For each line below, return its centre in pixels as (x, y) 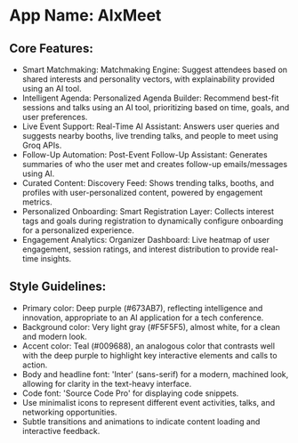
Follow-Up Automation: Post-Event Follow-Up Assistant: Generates (145, 155)
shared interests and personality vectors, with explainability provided (149, 79)
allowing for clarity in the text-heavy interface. (107, 383)
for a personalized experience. (78, 230)
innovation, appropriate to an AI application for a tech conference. (143, 318)
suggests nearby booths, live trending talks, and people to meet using (150, 136)
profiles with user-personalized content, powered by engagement (142, 193)
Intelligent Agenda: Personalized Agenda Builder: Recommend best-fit (150, 98)
